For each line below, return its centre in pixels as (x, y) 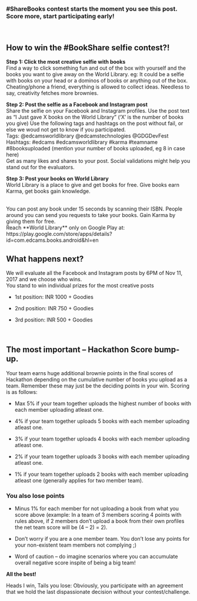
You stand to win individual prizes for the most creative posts (80, 285)
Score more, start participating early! (60, 16)
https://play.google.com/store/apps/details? (59, 234)
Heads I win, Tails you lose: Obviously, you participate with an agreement (95, 586)
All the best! (21, 574)
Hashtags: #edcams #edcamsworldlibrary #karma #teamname (82, 142)
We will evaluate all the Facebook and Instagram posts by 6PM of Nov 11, (94, 272)
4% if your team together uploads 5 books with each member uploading (102, 421)
